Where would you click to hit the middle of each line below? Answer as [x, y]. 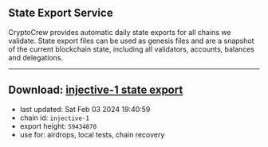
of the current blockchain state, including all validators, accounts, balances [132, 49]
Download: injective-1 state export [96, 90]
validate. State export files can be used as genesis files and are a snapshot [131, 41]
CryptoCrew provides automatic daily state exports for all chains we [120, 32]
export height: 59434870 [58, 126]
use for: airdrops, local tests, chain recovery [92, 134]
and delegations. [36, 57]
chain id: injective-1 [55, 118]
